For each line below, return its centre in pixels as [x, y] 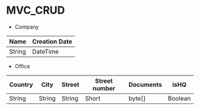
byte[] [137, 98]
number [104, 88]
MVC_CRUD [36, 10]
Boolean [179, 98]
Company [27, 27]
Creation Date [52, 41]
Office [22, 66]
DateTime [45, 51]
